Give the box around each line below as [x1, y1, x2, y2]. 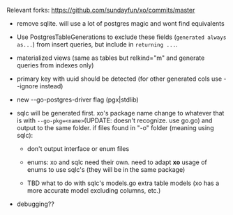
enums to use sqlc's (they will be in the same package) [27, 166, 186, 173]
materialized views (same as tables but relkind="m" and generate [16, 54, 205, 62]
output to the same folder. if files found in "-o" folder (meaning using [16, 124, 214, 132]
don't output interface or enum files [27, 145, 130, 152]
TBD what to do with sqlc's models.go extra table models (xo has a [27, 179, 220, 187]
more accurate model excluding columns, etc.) [27, 186, 161, 194]
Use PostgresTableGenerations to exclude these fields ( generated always [16, 33, 227, 41]
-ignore [16, 82, 39, 90]
